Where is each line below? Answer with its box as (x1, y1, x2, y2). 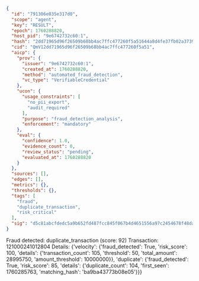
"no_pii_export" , (27, 99, 70, 105)
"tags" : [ (11, 193, 36, 199)
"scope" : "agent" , (11, 17, 57, 23)
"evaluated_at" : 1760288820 (21, 154, 92, 160)
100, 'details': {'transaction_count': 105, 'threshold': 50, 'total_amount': (6, 249, 178, 256)
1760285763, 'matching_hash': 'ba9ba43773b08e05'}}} (6, 268, 142, 275)
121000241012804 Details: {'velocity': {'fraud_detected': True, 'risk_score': (6, 243, 188, 250)
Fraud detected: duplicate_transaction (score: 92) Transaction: (6, 237, 159, 244)
